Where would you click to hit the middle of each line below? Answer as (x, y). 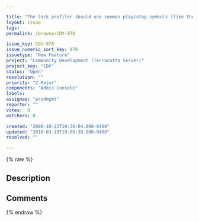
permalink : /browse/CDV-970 (41, 33)
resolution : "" (25, 77)
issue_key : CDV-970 (30, 44)
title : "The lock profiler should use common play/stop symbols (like (95, 17)
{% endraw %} (24, 212)
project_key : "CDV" (30, 66)
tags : (13, 28)
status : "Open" (25, 72)
